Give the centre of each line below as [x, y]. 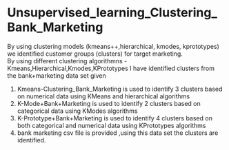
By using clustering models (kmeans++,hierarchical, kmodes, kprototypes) [113, 46]
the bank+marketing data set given [57, 75]
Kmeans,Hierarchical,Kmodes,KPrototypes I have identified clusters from [111, 68]
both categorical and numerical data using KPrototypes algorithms [111, 125]
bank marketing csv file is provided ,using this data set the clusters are [118, 133]
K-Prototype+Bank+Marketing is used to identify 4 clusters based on [114, 118]
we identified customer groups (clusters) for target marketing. [95, 54]
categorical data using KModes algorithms [77, 111]
